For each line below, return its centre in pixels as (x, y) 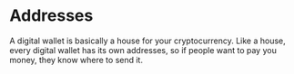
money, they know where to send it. (76, 60)
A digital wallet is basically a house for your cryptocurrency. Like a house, (148, 41)
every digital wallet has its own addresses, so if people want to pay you (143, 50)
